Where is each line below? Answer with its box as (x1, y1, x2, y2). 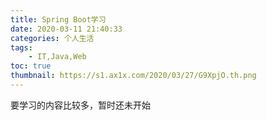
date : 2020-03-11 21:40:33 (10, 24, 123, 34)
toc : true (10, 61, 52, 71)
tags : (10, 42, 33, 53)
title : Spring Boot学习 (10, 14, 107, 25)
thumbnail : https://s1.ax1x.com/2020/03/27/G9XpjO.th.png (10, 71, 257, 81)
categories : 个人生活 (10, 33, 95, 43)
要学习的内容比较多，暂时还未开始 (10, 99, 151, 111)
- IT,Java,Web (28, 52, 87, 62)
